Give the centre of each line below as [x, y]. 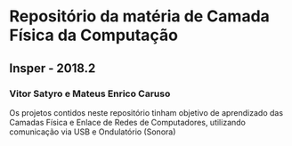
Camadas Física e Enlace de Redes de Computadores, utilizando [128, 122]
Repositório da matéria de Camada [139, 16]
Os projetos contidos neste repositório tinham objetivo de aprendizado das [146, 112]
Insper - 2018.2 [53, 68]
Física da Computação [93, 35]
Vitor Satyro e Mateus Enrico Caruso [90, 93]
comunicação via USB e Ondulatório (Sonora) [93, 132]
